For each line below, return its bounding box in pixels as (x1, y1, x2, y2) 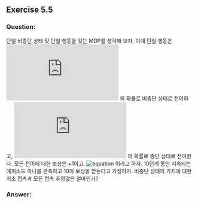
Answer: (6, 190, 32, 198)
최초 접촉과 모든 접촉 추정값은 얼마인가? (6, 175, 99, 182)
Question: (6, 23, 36, 31)
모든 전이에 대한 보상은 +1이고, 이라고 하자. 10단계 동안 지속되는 (14, 160, 191, 167)
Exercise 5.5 (6, 5, 53, 15)
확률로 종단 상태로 (133, 152, 176, 159)
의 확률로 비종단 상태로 (119, 95, 173, 102)
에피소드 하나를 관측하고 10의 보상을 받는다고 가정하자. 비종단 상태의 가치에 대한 (6, 167, 192, 174)
